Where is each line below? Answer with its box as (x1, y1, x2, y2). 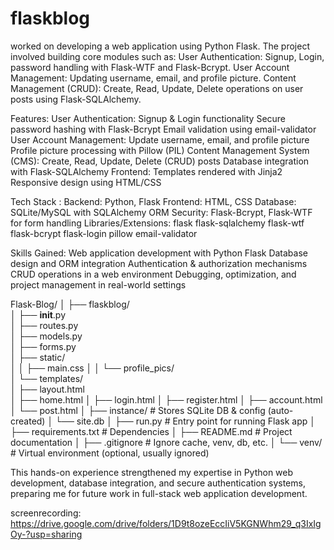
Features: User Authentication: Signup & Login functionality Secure (10, 112, 287, 124)
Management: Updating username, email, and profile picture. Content (10, 72, 297, 84)
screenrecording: (10, 507, 82, 519)
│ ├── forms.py (10, 340, 77, 352)
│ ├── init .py (10, 308, 67, 321)
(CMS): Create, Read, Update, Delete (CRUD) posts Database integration (10, 155, 310, 167)
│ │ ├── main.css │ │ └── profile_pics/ (10, 362, 175, 374)
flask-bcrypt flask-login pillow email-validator (10, 227, 198, 239)
